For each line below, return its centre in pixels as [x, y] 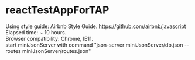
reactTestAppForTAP [57, 10]
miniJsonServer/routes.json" [57, 51]
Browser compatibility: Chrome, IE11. [49, 38]
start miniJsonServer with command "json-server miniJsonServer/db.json [94, 45]
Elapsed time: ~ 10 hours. [36, 32]
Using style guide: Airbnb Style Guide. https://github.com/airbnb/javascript [96, 26]
